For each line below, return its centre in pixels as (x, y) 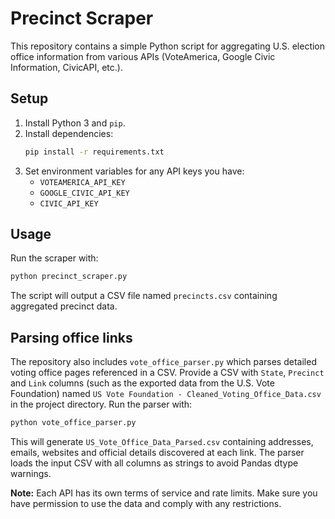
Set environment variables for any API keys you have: (134, 171)
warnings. (31, 473)
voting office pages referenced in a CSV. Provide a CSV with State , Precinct (167, 373)
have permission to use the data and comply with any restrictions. (146, 503)
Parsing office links (71, 337)
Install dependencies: (69, 133)
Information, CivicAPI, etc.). (66, 67)
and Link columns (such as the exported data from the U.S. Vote (142, 383)
